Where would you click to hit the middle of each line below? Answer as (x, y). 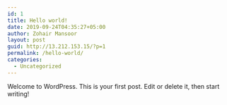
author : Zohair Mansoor (42, 33)
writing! (18, 94)
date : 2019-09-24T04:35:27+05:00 (57, 27)
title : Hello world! (38, 20)
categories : (25, 60)
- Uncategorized (37, 66)
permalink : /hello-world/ (45, 54)
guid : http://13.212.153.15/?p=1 (57, 47)
